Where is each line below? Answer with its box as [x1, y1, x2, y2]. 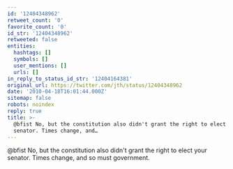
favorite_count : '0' [7, 23, 68, 30]
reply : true [7, 108, 42, 115]
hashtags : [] [13, 50, 52, 57]
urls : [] [13, 68, 39, 75]
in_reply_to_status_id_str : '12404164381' [7, 75, 133, 82]
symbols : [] [13, 56, 49, 63]
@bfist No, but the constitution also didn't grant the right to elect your [7, 146, 207, 154]
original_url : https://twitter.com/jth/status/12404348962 [7, 82, 183, 89]
